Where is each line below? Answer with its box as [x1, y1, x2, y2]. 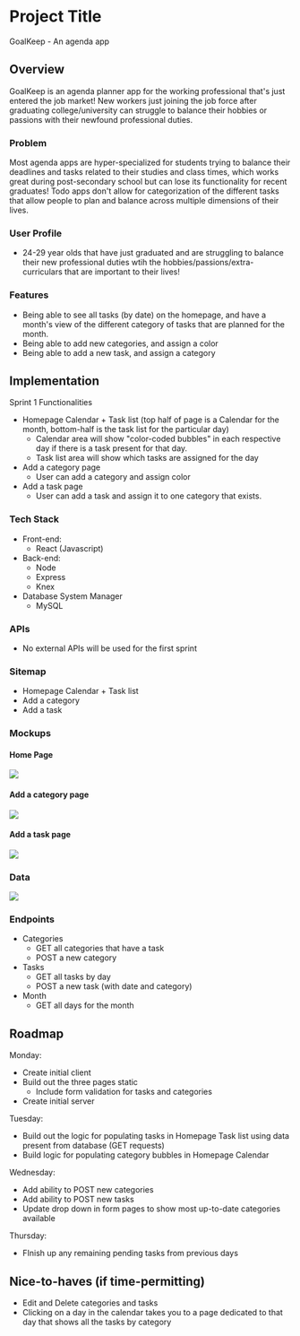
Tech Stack [9, 513, 60, 525]
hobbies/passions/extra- [162, 257, 254, 268]
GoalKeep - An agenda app [9, 36, 110, 47]
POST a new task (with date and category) [35, 981, 193, 992]
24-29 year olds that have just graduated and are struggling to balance [21, 247, 284, 258]
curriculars [21, 266, 63, 277]
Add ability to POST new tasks [21, 1194, 134, 1205]
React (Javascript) [35, 542, 104, 553]
